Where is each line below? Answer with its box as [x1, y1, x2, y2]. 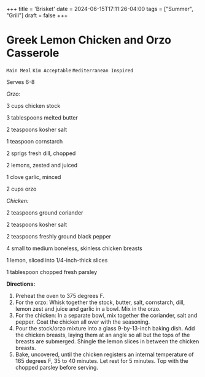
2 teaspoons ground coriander [6, 208, 83, 216]
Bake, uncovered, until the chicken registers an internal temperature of [15, 351, 195, 358]
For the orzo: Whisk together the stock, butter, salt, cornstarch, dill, [15, 299, 185, 306]
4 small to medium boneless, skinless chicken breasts [6, 245, 142, 252]
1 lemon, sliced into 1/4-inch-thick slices [6, 256, 108, 264]
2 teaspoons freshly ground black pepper [6, 232, 112, 240]
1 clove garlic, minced [6, 173, 61, 180]
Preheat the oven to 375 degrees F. [15, 292, 105, 299]
